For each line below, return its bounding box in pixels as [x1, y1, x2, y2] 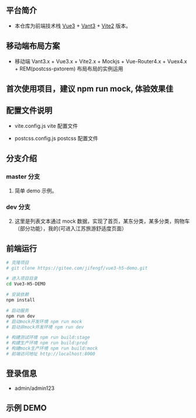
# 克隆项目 [6, 260, 29, 266]
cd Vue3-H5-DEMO [6, 281, 46, 287]
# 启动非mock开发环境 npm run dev [6, 324, 84, 330]
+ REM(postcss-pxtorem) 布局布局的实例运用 [14, 65, 123, 72]
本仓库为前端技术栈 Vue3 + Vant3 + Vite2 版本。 [14, 22, 132, 29]
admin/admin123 [14, 385, 54, 392]
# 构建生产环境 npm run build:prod [6, 340, 88, 346]
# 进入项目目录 [6, 276, 38, 281]
